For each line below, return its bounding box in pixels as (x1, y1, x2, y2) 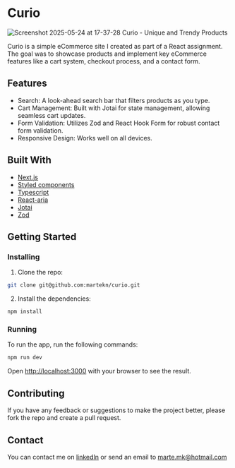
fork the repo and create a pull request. (7, 414, 121, 422)
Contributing (7, 387, 65, 400)
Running (7, 325, 37, 335)
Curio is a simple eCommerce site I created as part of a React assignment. (7, 42, 223, 50)
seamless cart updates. (17, 111, 86, 119)
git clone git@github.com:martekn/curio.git (7, 282, 140, 289)
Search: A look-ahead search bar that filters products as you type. (17, 96, 210, 104)
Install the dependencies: (17, 294, 92, 303)
